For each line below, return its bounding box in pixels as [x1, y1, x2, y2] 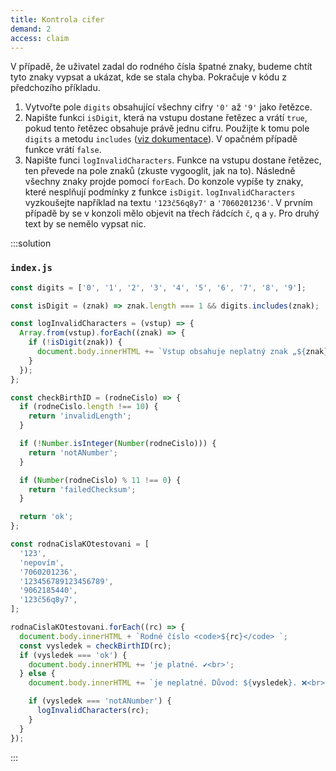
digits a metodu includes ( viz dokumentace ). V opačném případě [24, 133, 298, 145]
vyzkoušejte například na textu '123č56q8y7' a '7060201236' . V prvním [24, 197, 313, 209]
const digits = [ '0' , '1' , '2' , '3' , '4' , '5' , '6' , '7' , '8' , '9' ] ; [10, 282, 307, 293]
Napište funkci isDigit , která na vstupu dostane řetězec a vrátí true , [24, 112, 308, 124]
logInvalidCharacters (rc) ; [36, 706, 150, 716]
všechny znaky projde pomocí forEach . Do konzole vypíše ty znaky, [24, 176, 304, 188]
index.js [10, 262, 53, 274]
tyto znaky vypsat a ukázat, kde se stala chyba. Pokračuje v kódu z [10, 71, 287, 83]
